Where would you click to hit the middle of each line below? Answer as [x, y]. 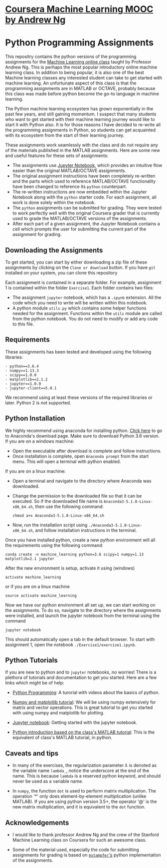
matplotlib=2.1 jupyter [30, 558]
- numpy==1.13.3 [22, 370]
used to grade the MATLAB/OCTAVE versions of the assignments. [80, 218]
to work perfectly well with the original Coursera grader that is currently [86, 213]
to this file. [23, 324]
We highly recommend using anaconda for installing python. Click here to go [84, 430]
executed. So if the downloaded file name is [58, 501]
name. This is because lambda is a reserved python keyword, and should [86, 776]
